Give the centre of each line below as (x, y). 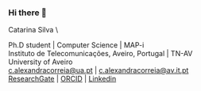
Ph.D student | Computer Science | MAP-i (76, 45)
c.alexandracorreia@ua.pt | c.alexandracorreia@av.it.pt (99, 70)
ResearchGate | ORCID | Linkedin (62, 79)
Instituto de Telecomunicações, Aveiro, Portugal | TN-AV (100, 54)
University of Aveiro (41, 62)
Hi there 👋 (28, 13)
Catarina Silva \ (33, 30)
